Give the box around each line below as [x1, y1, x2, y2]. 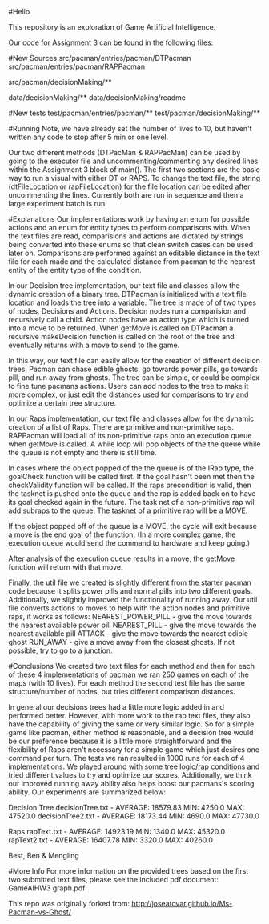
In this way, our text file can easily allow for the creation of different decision [8, 356, 260, 365]
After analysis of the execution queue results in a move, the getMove [8, 554, 235, 563]
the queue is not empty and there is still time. [8, 448, 157, 457]
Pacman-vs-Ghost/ [8, 907, 72, 917]
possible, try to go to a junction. [8, 646, 113, 655]
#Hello [8, 7, 30, 16]
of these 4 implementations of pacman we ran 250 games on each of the [8, 670, 250, 679]
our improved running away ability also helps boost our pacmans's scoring [8, 779, 255, 788]
